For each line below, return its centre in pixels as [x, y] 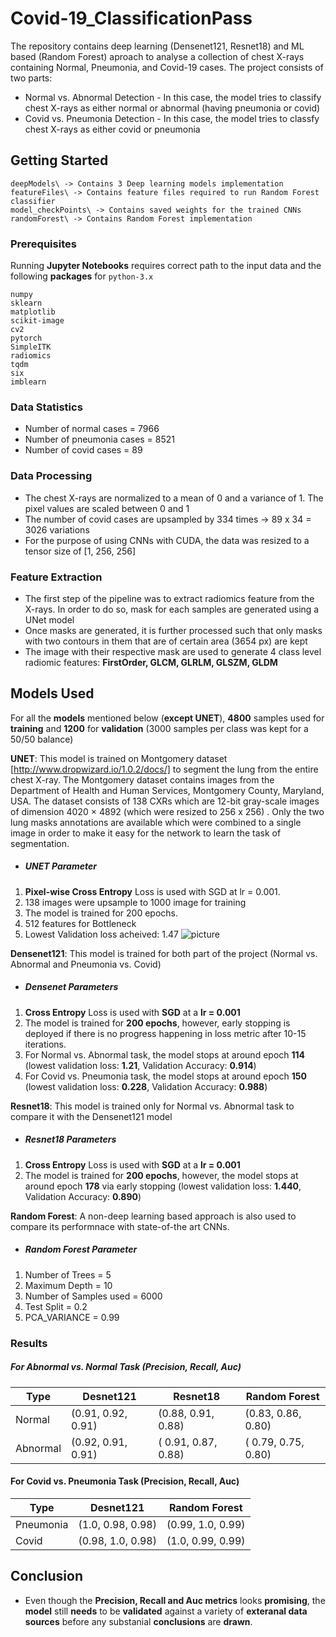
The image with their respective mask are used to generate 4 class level [173, 651]
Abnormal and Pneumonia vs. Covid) [86, 964]
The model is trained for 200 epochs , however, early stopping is [157, 1023]
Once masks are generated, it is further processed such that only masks [173, 630]
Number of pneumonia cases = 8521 [100, 439]
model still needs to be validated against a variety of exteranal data [166, 1611]
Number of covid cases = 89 [83, 450]
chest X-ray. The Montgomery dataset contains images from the [142, 779]
